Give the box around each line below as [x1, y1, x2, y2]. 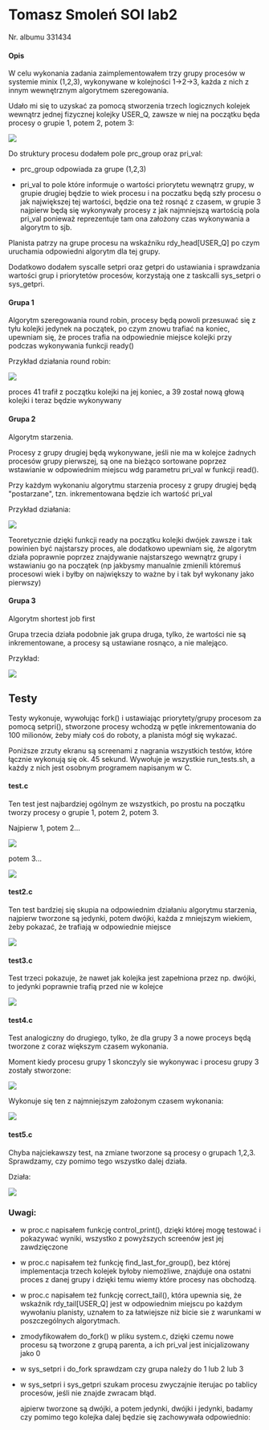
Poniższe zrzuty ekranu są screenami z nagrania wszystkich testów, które [8, 745, 253, 756]
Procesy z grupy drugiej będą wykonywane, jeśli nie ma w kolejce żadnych [8, 447, 256, 457]
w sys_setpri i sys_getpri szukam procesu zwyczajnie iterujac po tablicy [19, 1379, 258, 1389]
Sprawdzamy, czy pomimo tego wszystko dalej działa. [8, 1156, 187, 1166]
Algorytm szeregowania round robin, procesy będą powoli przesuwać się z [8, 316, 256, 325]
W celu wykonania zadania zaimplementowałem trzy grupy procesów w [8, 68, 246, 78]
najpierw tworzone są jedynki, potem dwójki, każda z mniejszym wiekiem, [8, 913, 253, 923]
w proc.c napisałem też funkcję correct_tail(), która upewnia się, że [19, 1290, 243, 1300]
